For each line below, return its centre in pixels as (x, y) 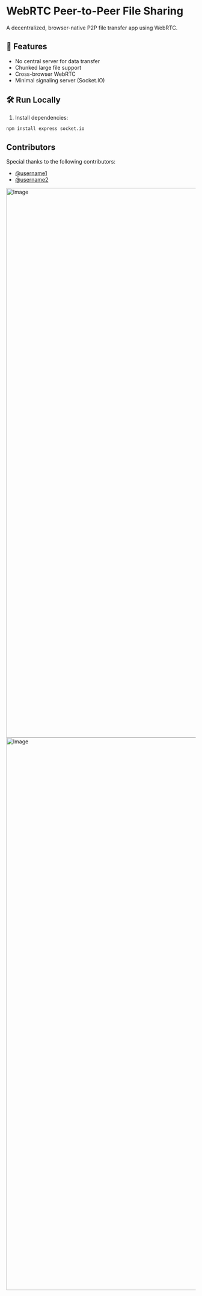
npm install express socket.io (45, 128)
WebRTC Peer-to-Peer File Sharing (95, 11)
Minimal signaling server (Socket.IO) (60, 80)
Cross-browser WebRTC (45, 74)
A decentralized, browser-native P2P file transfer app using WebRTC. (92, 28)
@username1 (31, 173)
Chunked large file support (48, 67)
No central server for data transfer (57, 61)
